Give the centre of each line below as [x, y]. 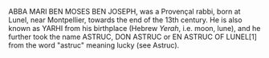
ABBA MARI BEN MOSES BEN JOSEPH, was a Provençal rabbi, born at [124, 12]
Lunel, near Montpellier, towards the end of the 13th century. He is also [125, 20]
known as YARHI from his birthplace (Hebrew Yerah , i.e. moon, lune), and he [134, 28]
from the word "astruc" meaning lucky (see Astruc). [94, 45]
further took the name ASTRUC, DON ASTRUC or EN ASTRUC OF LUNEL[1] [132, 37]
